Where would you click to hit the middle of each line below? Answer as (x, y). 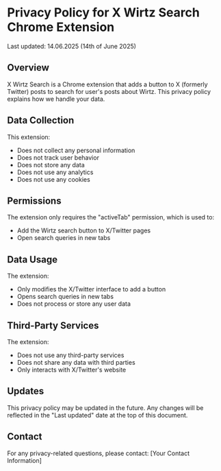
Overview (28, 68)
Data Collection (41, 120)
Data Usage (32, 259)
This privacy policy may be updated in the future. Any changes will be (105, 408)
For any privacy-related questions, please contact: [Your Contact (99, 453)
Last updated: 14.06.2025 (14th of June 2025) (72, 46)
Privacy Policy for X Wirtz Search (103, 13)
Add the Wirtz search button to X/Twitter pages (84, 230)
